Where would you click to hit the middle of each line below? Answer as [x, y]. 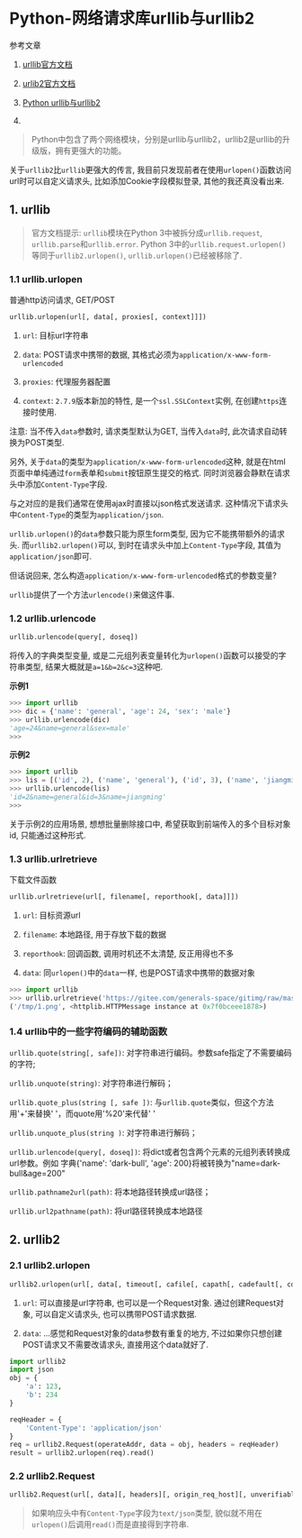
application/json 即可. [51, 556]
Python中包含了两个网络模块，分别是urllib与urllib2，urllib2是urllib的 [157, 139]
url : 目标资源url [51, 915]
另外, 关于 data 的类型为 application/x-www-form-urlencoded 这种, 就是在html [147, 462]
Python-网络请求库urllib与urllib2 [132, 18]
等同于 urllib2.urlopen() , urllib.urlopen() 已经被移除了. [137, 255]
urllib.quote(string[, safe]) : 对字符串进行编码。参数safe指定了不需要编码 [151, 1052]
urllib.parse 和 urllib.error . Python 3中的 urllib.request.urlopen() [159, 243]
